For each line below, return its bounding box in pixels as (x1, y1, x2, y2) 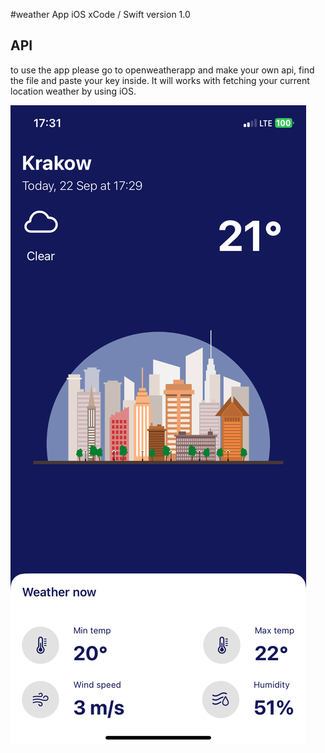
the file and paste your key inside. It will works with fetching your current (10, 74, 310, 86)
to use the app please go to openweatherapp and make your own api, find (10, 64, 315, 76)
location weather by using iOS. (10, 85, 137, 97)
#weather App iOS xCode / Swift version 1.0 (10, 9, 191, 20)
